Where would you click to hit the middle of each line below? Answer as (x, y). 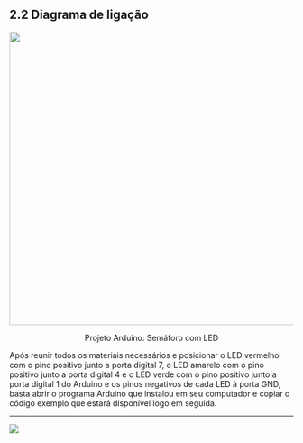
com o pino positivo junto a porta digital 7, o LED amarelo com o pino (137, 365)
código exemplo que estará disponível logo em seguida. (113, 403)
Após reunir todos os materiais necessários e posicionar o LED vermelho (144, 355)
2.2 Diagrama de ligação (79, 15)
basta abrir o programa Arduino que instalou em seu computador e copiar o (150, 393)
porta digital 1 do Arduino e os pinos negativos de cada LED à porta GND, (145, 383)
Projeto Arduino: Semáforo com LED (151, 337)
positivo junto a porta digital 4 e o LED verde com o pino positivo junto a (143, 374)
